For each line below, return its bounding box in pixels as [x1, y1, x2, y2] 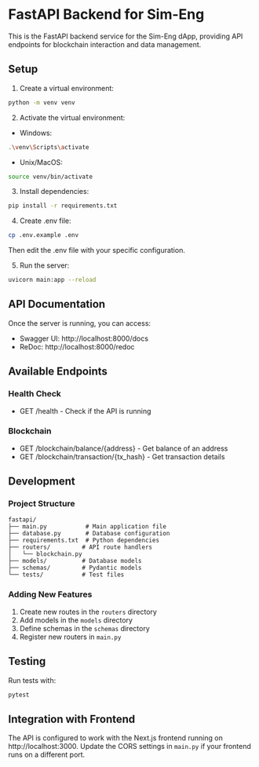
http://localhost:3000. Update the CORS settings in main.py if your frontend [8, 742, 251, 751]
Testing [8, 655, 46, 668]
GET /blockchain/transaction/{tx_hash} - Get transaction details [19, 451, 225, 461]
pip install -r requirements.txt [8, 202, 118, 210]
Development [8, 475, 76, 488]
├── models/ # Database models [8, 557, 143, 565]
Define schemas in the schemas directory [19, 623, 151, 633]
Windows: [19, 128, 53, 137]
